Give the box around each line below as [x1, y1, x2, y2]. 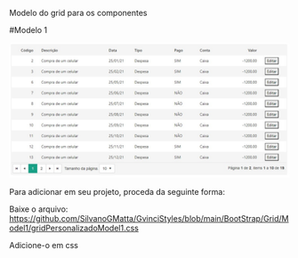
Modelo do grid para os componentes [9, 8, 148, 18]
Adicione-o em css [9, 240, 78, 251]
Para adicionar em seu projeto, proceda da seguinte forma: [9, 187, 225, 198]
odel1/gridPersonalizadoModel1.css [9, 222, 140, 234]
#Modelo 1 [9, 25, 48, 35]
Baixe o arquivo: [9, 204, 68, 214]
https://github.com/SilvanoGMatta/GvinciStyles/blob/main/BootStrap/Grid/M [9, 214, 289, 224]
